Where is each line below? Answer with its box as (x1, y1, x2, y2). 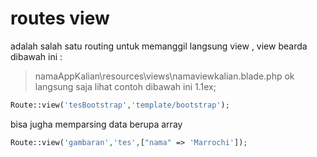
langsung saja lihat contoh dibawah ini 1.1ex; (34, 80, 217, 92)
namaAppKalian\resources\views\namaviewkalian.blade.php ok (34, 70, 295, 82)
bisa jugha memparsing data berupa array (10, 118, 183, 130)
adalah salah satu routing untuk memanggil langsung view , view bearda (10, 40, 308, 52)
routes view (10, 7, 110, 30)
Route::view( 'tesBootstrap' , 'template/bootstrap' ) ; (10, 100, 230, 110)
